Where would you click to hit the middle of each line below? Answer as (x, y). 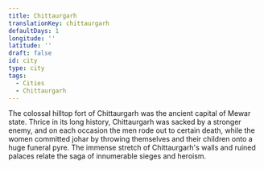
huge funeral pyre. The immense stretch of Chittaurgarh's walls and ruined (132, 148)
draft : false (30, 53)
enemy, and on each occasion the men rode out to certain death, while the (132, 130)
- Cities (30, 83)
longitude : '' (32, 38)
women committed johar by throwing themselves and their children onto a (131, 139)
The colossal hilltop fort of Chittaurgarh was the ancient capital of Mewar (130, 113)
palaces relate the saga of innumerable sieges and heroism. (107, 156)
